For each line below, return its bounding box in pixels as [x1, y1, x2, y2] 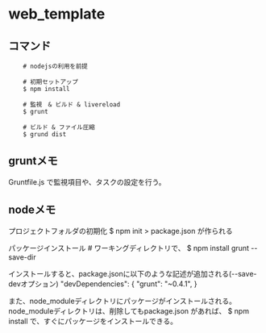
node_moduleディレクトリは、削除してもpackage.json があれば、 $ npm [8, 306, 250, 315]
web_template [8, 5, 106, 23]
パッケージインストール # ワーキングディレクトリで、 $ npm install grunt [8, 243, 250, 252]
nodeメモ [8, 203, 56, 217]
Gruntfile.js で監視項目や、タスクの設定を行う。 [8, 177, 167, 186]
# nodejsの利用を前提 [23, 62, 89, 70]
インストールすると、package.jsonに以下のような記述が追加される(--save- [8, 268, 257, 278]
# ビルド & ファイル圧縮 [23, 123, 95, 131]
